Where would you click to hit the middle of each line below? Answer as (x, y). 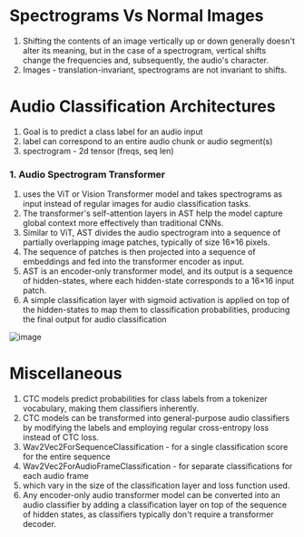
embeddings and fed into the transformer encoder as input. (133, 262)
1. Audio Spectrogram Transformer (88, 174)
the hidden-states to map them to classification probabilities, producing (156, 310)
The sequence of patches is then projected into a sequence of (139, 252)
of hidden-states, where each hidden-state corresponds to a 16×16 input (158, 281)
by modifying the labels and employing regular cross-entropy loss (146, 428)
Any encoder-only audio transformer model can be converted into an (152, 495)
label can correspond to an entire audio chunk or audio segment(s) (147, 141)
